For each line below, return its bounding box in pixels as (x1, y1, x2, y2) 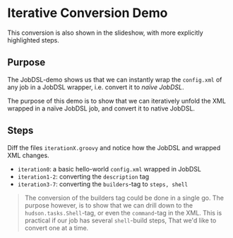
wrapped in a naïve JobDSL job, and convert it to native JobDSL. (7, 104, 196, 113)
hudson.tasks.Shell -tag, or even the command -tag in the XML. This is (24, 208, 222, 217)
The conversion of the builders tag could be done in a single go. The (24, 193, 225, 202)
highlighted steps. (7, 35, 60, 44)
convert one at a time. (24, 223, 89, 232)
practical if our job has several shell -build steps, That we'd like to (24, 216, 217, 225)
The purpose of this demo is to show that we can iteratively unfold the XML (7, 96, 226, 105)
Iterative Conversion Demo (7, 5, 168, 21)
